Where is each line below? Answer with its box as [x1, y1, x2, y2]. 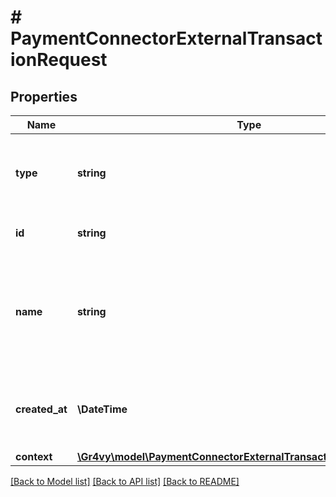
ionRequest [10, 49, 108, 71]
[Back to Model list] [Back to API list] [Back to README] [10, 476, 240, 487]
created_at [15, 402, 68, 416]
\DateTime [76, 402, 128, 416]
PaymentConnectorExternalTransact [10, 27, 323, 50]
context [15, 450, 53, 463]
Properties [10, 88, 78, 105]
